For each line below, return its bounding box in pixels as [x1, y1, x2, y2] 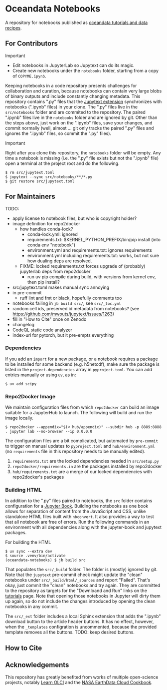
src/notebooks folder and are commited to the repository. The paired [5, 109, 146, 115]
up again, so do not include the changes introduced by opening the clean [5, 598, 156, 605]
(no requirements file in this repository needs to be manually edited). [5, 448, 146, 455]
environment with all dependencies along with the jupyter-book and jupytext [5, 524, 162, 530]
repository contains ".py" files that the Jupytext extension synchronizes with [5, 98, 162, 104]
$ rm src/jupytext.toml [5, 170, 55, 175]
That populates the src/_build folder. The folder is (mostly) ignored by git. [5, 567, 158, 573]
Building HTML [5, 487, 42, 494]
